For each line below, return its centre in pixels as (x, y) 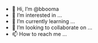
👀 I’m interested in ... (37, 15)
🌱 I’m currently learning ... (43, 21)
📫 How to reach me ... (39, 34)
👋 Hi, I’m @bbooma (35, 9)
